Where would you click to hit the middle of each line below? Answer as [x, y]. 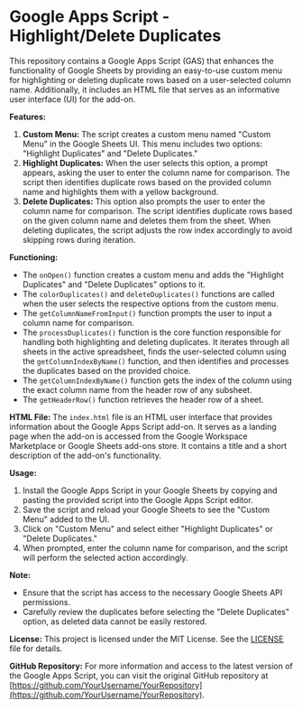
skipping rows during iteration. [79, 239]
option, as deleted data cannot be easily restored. [114, 621]
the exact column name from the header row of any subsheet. [137, 389]
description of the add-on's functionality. [86, 455]
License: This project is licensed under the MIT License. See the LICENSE [146, 639]
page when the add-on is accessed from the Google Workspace [128, 436]
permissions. [46, 602]
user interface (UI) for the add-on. [73, 99]
